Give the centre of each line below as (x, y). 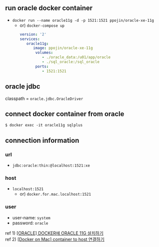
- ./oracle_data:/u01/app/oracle (76, 57)
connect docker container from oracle (65, 114)
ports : (42, 66)
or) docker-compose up (42, 25)
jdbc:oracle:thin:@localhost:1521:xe (51, 165)
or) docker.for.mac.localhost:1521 (55, 194)
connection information (42, 140)
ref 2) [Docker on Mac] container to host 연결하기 (55, 239)
